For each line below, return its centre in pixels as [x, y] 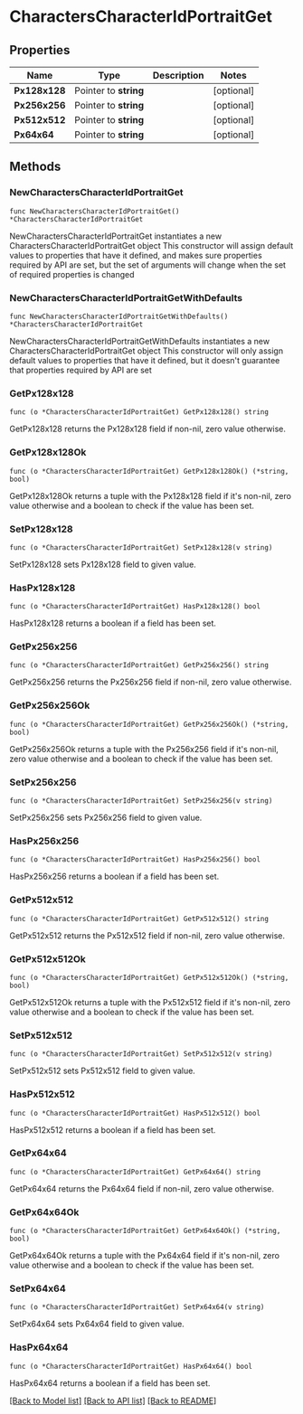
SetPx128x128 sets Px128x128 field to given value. [103, 564]
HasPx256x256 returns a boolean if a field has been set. [114, 877]
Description [178, 75]
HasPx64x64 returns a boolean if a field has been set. [110, 1383]
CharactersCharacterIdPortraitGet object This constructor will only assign [146, 351]
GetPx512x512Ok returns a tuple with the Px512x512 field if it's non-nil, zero [150, 1002]
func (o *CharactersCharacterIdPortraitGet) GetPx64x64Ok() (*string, [145, 1231]
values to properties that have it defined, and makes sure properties [136, 255]
